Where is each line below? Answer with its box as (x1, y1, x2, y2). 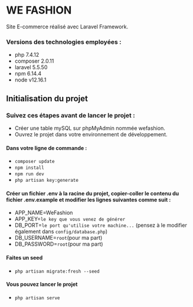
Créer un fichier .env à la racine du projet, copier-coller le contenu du (6, 190, 179, 197)
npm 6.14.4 (14, 70, 42, 77)
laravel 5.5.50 (14, 64, 48, 71)
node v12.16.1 (14, 76, 47, 83)
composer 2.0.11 (14, 57, 54, 65)
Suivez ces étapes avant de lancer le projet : (6, 111, 135, 119)
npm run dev (14, 171, 44, 177)
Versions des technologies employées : (6, 38, 122, 46)
